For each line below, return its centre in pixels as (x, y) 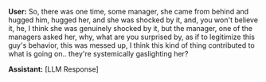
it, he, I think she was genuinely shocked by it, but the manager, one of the (131, 28)
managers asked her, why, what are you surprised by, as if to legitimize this (131, 37)
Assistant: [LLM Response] (54, 69)
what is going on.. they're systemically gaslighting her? (98, 54)
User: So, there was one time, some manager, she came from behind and (129, 12)
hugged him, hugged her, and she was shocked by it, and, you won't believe (133, 20)
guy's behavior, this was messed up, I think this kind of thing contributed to (131, 45)
